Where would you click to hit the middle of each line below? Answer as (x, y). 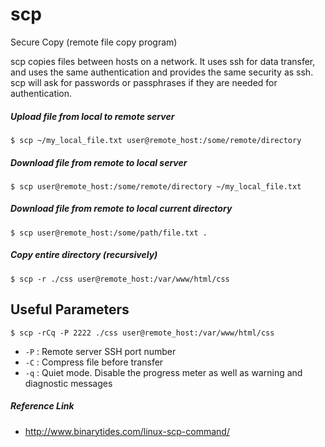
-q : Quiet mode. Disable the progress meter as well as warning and (163, 372)
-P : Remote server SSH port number (100, 351)
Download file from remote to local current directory (121, 209)
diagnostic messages (68, 383)
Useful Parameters (70, 309)
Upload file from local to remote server (92, 116)
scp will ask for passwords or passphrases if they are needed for (144, 82)
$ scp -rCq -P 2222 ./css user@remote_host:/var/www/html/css (142, 333)
